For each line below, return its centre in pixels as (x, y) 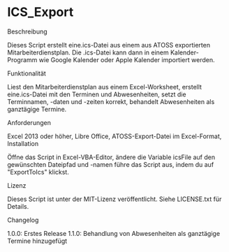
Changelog (23, 220)
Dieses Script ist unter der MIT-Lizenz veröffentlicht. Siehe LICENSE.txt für (114, 199)
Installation (23, 143)
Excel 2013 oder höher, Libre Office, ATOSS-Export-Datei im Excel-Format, (114, 136)
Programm (22, 59)
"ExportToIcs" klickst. (38, 172)
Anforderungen (29, 122)
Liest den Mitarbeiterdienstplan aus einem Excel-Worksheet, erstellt (105, 87)
